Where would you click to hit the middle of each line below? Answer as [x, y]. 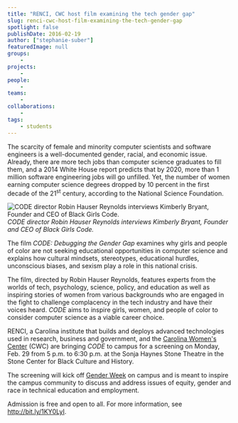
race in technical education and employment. [74, 390]
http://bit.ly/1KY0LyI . [37, 412]
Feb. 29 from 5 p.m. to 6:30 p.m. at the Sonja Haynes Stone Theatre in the [116, 354]
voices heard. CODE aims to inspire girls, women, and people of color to [113, 310]
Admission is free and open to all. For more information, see [95, 404]
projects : [22, 67]
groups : [19, 54]
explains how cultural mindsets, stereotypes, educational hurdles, [103, 258]
